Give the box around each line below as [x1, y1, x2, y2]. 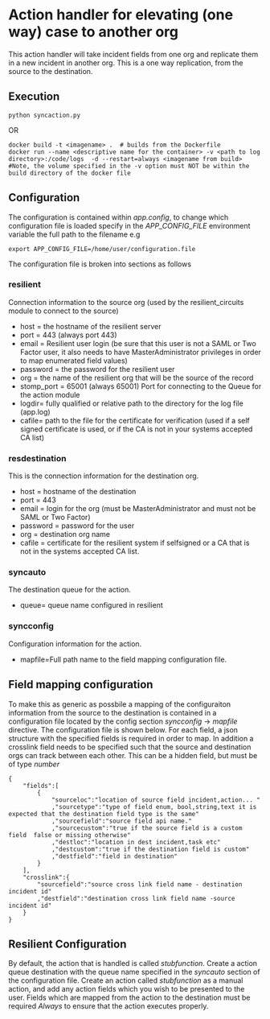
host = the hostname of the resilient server [19, 321, 162, 331]
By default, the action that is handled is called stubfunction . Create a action [8, 959, 258, 968]
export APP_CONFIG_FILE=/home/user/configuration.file [8, 245, 196, 253]
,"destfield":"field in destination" [51, 852, 178, 860]
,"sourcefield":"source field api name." [51, 817, 193, 825]
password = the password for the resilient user [19, 364, 175, 373]
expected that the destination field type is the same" [8, 810, 199, 818]
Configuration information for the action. [8, 638, 142, 649]
